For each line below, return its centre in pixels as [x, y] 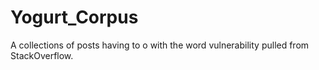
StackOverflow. [42, 55]
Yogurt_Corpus [74, 17]
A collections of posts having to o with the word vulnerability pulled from [160, 45]
